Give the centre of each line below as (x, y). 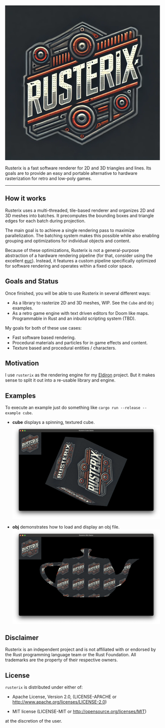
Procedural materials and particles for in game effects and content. (80, 342)
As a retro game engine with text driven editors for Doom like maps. (81, 313)
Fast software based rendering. (44, 337)
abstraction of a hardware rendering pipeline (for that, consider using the (79, 255)
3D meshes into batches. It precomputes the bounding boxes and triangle (80, 215)
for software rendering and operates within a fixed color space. (69, 266)
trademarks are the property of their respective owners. (61, 660)
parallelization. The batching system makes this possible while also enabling (82, 235)
